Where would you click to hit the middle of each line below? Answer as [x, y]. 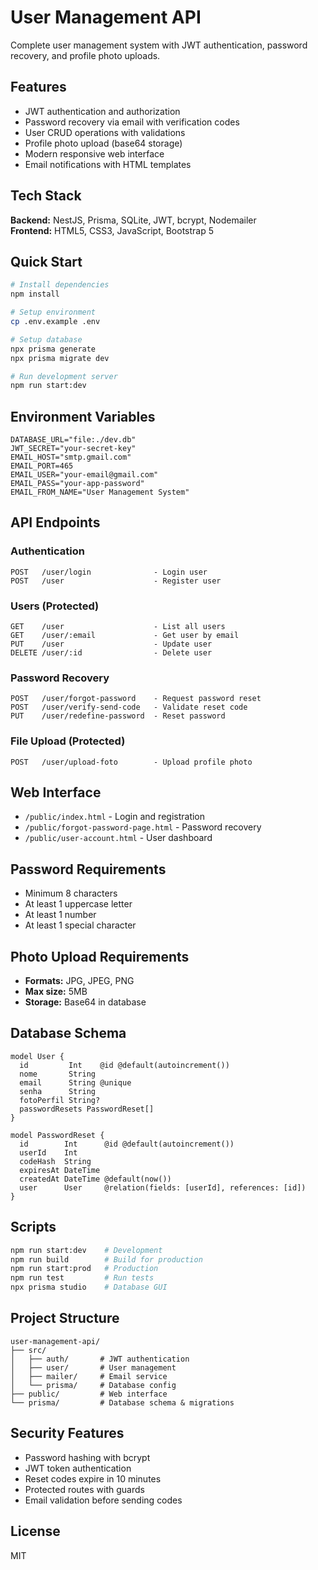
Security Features [67, 1433]
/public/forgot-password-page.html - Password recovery [143, 827]
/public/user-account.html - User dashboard [118, 838]
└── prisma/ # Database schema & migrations [122, 1402]
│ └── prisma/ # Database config [93, 1385]
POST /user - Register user [116, 581]
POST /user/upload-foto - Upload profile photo [131, 762]
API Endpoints [55, 522]
